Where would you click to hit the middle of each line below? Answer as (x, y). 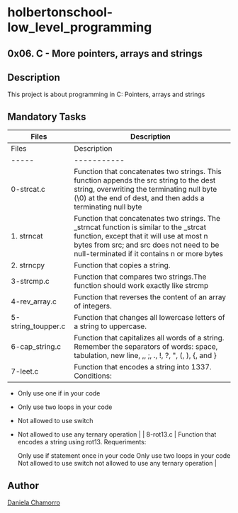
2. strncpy (28, 265)
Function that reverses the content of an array (150, 297)
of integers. (93, 306)
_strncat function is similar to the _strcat (140, 227)
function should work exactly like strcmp (141, 286)
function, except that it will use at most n (141, 236)
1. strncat (27, 236)
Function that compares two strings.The (140, 277)
